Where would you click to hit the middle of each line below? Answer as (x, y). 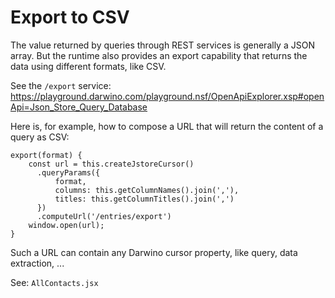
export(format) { (46, 155)
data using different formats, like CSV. (88, 66)
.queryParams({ (68, 172)
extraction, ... (37, 263)
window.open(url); (66, 225)
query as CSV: (40, 137)
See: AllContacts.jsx (54, 282)
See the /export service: (61, 85)
